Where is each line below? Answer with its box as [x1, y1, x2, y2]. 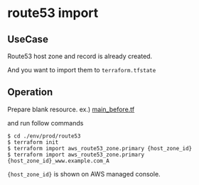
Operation [7, 86, 53, 99]
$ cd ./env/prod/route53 [7, 133, 81, 140]
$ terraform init [7, 138, 59, 146]
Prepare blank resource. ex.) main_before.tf [7, 105, 135, 113]
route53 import [7, 5, 99, 21]
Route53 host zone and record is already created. [7, 52, 153, 60]
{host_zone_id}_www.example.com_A [7, 157, 110, 164]
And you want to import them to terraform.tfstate [7, 66, 156, 74]
